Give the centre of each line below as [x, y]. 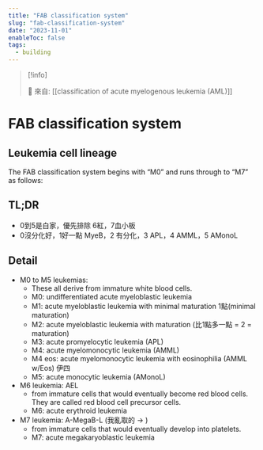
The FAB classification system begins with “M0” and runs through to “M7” [128, 172]
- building [33, 52]
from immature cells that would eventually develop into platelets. [136, 429]
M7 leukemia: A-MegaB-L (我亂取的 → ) [84, 420]
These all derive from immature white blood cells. [112, 288]
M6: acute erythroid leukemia [79, 410]
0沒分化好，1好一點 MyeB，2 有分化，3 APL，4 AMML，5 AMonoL [129, 235]
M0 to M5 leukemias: [54, 280]
